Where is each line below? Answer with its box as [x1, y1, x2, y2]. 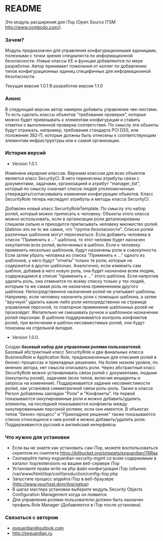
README [5, 3, 42, 14]
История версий [5, 149, 46, 156]
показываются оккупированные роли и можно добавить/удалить [5, 395, 141, 401]
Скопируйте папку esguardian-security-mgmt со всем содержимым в [12, 455, 157, 461]
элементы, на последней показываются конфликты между [5, 401, 127, 407]
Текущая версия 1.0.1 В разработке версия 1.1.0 [5, 83, 103, 89]
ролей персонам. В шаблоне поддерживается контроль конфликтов [5, 314, 147, 320]
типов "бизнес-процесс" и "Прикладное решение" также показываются [5, 411, 156, 417]
